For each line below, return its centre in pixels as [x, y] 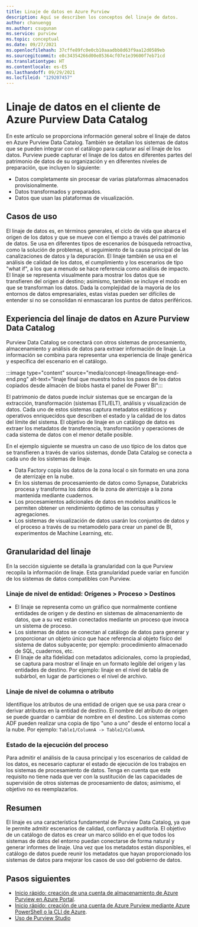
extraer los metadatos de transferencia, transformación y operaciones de [95, 428]
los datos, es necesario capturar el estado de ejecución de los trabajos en [96, 764]
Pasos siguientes [38, 879]
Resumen [24, 808]
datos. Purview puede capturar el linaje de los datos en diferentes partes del [99, 155]
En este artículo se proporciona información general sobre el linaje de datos [98, 136]
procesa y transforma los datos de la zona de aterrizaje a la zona [94, 489]
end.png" [17, 379]
